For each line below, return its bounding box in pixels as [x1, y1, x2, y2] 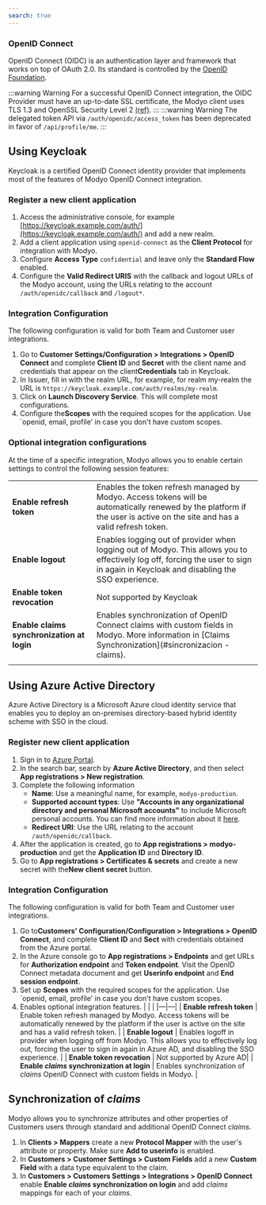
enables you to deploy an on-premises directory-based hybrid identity [8, 708, 237, 718]
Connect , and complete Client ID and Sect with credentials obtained [19, 934, 244, 945]
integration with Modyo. [19, 246, 97, 256]
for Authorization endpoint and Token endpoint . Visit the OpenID [19, 960, 235, 969]
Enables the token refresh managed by [96, 481, 240, 492]
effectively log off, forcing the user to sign [96, 553, 252, 564]
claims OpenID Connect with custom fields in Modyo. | [19, 1069, 198, 1080]
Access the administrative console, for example [19, 212, 175, 222]
